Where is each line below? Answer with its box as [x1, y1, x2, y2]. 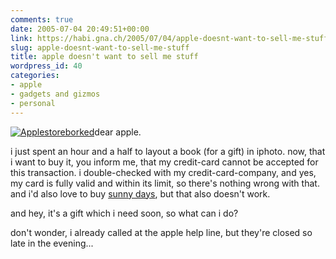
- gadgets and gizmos [10, 89, 101, 99]
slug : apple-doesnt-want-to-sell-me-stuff [10, 42, 190, 53]
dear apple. [94, 126, 142, 138]
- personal [10, 98, 56, 108]
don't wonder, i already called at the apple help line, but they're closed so [10, 226, 313, 238]
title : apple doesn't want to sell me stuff [10, 52, 199, 62]
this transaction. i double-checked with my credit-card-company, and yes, [10, 166, 317, 178]
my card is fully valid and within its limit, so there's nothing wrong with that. [10, 177, 320, 189]
